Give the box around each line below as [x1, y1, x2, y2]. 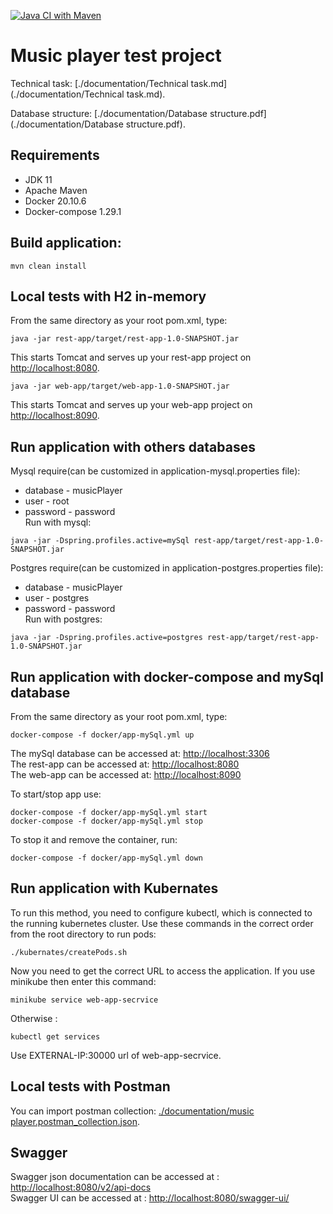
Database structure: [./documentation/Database [10, 107, 208, 119]
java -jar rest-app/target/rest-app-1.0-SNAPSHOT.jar [10, 334, 240, 344]
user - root [24, 495, 70, 507]
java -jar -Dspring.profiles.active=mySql [10, 536, 190, 546]
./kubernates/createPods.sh [10, 947, 128, 957]
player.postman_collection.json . [10, 1115, 141, 1127]
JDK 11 [24, 173, 53, 185]
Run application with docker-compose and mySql [10, 668, 325, 685]
